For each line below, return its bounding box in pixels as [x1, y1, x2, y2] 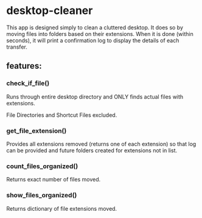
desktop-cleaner [6, 4, 93, 18]
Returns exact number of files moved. [6, 176, 101, 183]
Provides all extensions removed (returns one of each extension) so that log [6, 140, 197, 147]
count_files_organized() [6, 162, 78, 171]
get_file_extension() [6, 126, 67, 135]
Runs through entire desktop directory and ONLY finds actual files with [6, 93, 184, 100]
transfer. [6, 43, 27, 51]
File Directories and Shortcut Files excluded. [6, 111, 117, 119]
